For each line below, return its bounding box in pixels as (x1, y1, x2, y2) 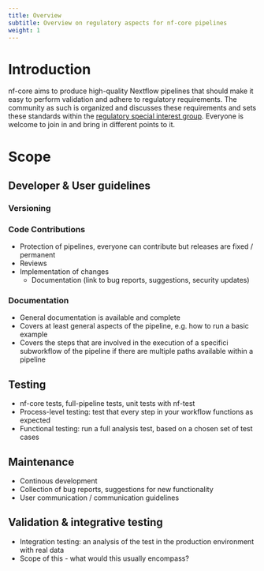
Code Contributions (8, 224, 85, 235)
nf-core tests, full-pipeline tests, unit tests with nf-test (19, 399, 195, 408)
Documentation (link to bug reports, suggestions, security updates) (31, 276, 250, 285)
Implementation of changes (19, 267, 109, 276)
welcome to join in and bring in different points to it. (8, 120, 176, 130)
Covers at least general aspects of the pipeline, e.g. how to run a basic (19, 321, 250, 331)
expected (19, 415, 51, 425)
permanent (19, 250, 56, 260)
